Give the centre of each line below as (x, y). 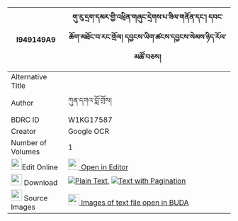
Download (41, 182)
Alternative (29, 77)
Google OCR (89, 131)
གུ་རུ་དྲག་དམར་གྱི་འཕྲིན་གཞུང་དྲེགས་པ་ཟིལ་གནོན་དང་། (139, 17)
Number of (29, 143)
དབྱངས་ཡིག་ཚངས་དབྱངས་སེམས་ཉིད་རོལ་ (176, 37)
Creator (24, 131)
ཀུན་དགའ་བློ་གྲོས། (90, 100)
